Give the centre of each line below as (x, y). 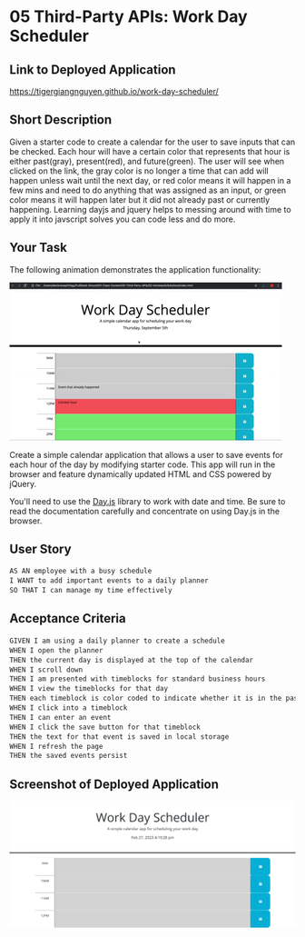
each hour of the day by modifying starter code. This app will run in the (143, 464)
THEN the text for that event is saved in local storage (119, 737)
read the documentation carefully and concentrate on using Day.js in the (144, 511)
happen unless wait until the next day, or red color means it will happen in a (150, 180)
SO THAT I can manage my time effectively (91, 591)
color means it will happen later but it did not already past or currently (140, 199)
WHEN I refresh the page (56, 746)
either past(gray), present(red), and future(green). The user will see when (147, 161)
